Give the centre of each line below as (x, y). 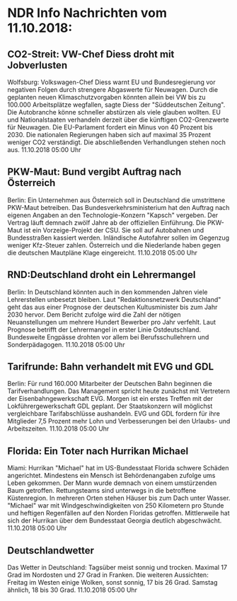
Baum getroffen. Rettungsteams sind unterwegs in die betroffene (102, 491)
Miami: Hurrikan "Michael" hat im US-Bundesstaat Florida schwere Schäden (118, 468)
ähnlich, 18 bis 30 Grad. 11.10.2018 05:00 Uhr (73, 590)
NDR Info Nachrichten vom (87, 13)
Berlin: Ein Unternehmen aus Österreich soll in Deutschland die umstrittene (116, 200)
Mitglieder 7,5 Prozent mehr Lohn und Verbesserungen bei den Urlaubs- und (119, 421)
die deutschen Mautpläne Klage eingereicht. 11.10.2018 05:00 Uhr (103, 252)
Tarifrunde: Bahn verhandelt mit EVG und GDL (111, 367)
